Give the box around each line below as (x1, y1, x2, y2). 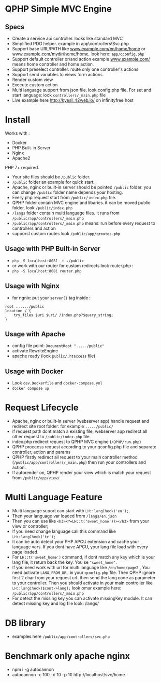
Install (5, 114, 30, 126)
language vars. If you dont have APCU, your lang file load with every (12, 544, 148, 550)
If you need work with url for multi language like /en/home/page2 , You (12, 565, 150, 571)
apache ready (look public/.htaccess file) (12, 353, 96, 359)
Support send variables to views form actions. (12, 72, 104, 77)
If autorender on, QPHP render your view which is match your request (12, 470, 151, 476)
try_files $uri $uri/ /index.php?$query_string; (14, 313, 114, 317)
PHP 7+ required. (5, 164, 40, 170)
